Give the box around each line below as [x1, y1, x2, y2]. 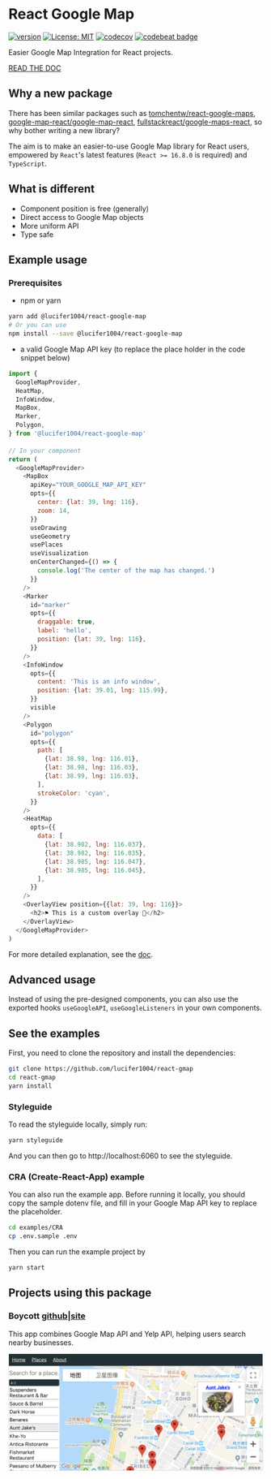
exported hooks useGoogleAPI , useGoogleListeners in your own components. [8, 1003, 262, 1013]
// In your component [8, 446, 82, 455]
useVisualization [29, 550, 89, 558]
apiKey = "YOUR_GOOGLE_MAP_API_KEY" [29, 481, 147, 489]
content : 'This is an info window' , [37, 678, 161, 686]
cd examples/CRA [8, 1223, 63, 1232]
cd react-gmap [8, 1073, 57, 1081]
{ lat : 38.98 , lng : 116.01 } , [44, 755, 139, 763]
